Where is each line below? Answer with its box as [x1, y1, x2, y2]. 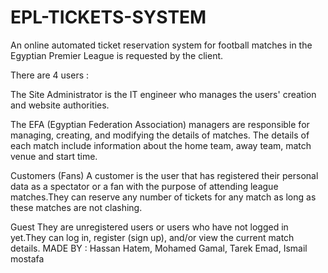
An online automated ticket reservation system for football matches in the [10, 39, 313, 51]
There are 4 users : [10, 69, 90, 81]
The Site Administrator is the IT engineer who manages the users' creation [10, 88, 317, 100]
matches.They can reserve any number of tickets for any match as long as [10, 191, 317, 203]
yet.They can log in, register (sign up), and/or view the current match [10, 231, 295, 243]
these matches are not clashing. [10, 201, 143, 213]
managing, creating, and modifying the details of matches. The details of [10, 129, 310, 141]
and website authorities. [10, 99, 110, 111]
